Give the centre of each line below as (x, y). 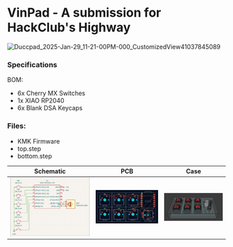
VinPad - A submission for (84, 13)
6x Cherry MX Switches (51, 93)
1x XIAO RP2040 (41, 101)
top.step (29, 148)
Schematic (50, 171)
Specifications (32, 65)
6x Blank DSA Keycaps (50, 108)
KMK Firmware (38, 141)
